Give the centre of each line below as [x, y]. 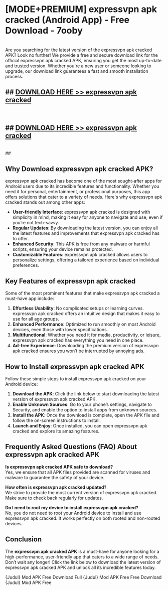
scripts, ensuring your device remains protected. [63, 249]
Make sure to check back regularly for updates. [54, 498]
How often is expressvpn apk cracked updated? [56, 487]
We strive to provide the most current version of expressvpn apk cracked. [81, 492]
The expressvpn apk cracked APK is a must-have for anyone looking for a [82, 551]
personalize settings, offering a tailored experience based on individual [86, 260]
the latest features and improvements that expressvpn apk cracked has [86, 233]
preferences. [26, 265]
